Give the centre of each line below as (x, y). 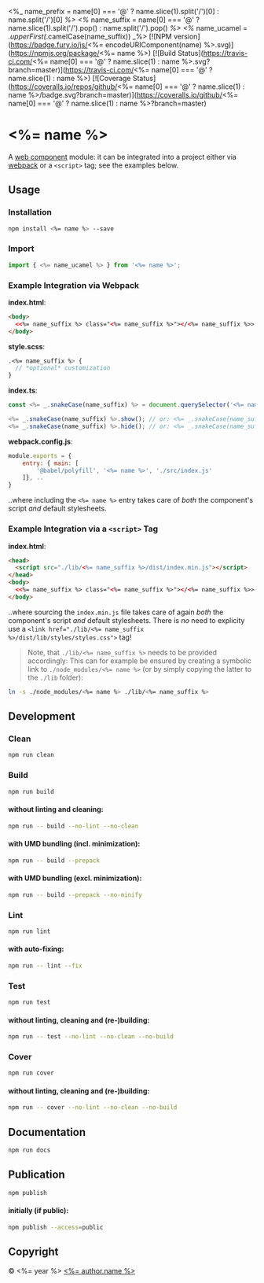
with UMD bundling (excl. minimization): (75, 878)
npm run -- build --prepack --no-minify (75, 895)
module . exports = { (40, 455)
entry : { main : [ (51, 463)
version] (187, 36)
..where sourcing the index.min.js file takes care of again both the (116, 612)
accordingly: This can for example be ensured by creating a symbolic (139, 661)
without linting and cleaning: (56, 809)
